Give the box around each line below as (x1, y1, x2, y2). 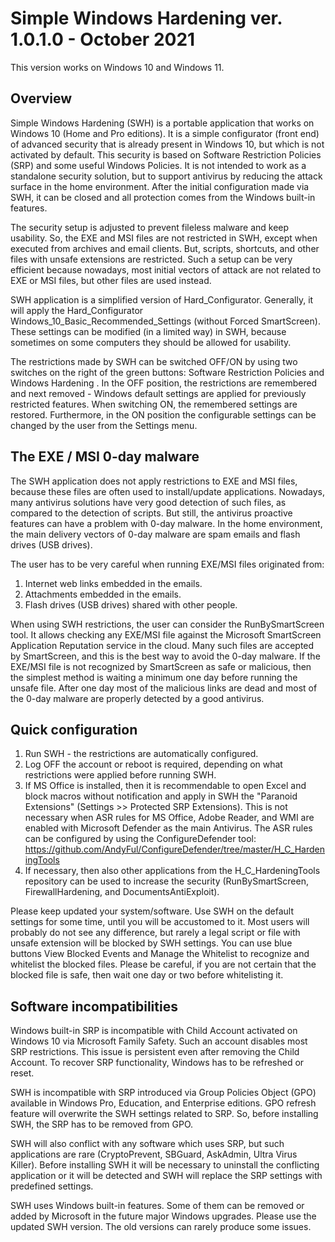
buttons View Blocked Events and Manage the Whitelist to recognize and (10, 948, 310, 960)
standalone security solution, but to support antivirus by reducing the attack (10, 170, 323, 182)
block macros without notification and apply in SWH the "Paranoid (24, 790, 298, 802)
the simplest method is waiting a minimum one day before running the (10, 671, 298, 683)
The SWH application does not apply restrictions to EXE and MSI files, (10, 475, 298, 487)
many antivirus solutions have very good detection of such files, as (10, 496, 287, 508)
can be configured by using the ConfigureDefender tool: (24, 833, 257, 845)
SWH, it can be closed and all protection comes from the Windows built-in (10, 191, 316, 203)
